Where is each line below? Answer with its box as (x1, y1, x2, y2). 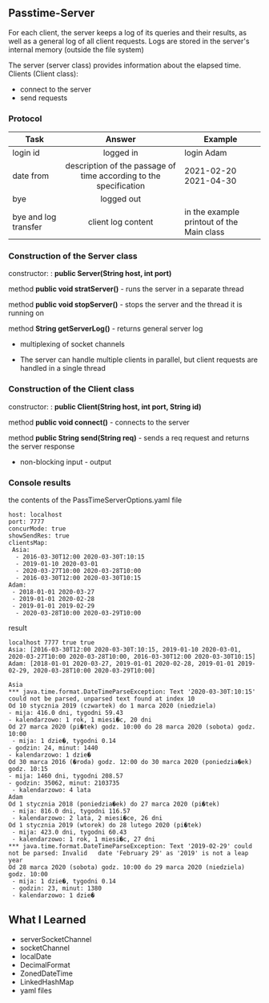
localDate (19, 951, 52, 961)
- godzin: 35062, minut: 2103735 (8, 779, 120, 787)
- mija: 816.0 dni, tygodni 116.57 (11, 807, 130, 815)
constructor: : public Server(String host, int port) (8, 269, 172, 278)
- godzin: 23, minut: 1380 (11, 884, 102, 892)
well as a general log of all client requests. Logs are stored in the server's (8, 36, 250, 46)
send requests (19, 92, 68, 103)
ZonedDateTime (19, 968, 74, 978)
